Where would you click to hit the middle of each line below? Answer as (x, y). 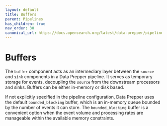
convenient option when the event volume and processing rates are (74, 113)
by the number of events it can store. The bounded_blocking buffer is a (77, 107)
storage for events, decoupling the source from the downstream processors (83, 82)
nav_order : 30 (20, 28)
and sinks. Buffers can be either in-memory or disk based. (65, 87)
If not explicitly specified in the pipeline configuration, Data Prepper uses (80, 97)
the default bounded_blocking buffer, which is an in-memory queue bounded (83, 102)
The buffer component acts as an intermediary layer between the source (80, 71)
